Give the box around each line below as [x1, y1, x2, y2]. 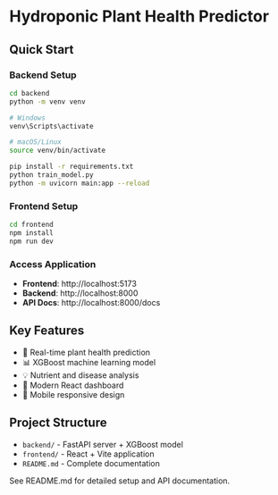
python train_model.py [9, 171, 94, 180]
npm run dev [9, 237, 54, 246]
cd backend [9, 88, 50, 97]
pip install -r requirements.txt [9, 163, 134, 172]
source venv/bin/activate [9, 146, 105, 155]
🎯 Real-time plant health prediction [21, 347, 150, 357]
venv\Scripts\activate [9, 122, 94, 130]
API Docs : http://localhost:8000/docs [21, 297, 161, 307]
